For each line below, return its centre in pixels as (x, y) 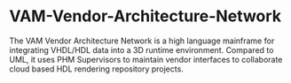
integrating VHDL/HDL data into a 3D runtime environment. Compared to (142, 49)
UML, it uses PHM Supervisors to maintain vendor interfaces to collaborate (146, 59)
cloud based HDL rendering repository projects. (96, 69)
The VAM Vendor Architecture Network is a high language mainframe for (142, 41)
